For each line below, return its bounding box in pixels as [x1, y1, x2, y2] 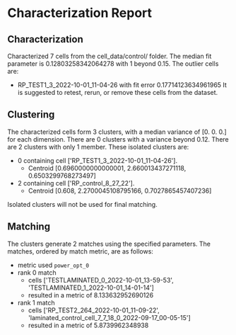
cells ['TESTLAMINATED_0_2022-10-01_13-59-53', [28, 276, 175, 284]
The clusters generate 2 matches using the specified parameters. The [7, 239, 211, 248]
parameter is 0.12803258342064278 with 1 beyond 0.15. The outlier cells [7, 59, 219, 68]
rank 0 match [17, 268, 57, 277]
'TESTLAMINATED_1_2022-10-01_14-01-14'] [28, 283, 154, 292]
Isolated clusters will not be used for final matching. [7, 200, 158, 208]
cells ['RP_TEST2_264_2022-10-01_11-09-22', [28, 306, 160, 314]
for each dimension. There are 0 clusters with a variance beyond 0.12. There [7, 135, 230, 143]
